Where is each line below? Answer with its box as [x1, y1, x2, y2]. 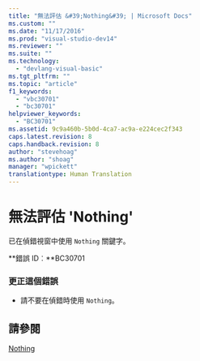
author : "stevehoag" [8, 148, 79, 156]
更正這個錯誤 [8, 275, 59, 286]
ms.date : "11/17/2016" [8, 27, 85, 35]
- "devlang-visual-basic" [15, 65, 104, 73]
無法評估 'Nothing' [8, 208, 134, 226]
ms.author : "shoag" [8, 155, 74, 163]
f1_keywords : [8, 87, 53, 96]
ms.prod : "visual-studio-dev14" [8, 34, 117, 43]
